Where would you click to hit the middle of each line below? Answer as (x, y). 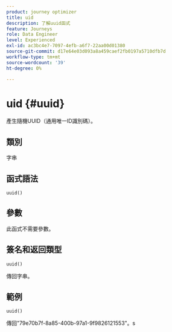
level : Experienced (31, 40)
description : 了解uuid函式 (38, 23)
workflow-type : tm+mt (33, 57)
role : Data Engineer (32, 35)
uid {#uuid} (36, 103)
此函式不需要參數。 (30, 228)
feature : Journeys (29, 29)
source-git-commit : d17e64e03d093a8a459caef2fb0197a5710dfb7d (86, 51)
